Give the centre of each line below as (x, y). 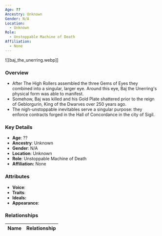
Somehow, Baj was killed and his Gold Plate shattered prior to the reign (83, 99)
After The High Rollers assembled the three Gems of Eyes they (75, 83)
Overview (17, 72)
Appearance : (26, 203)
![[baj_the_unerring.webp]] (32, 60)
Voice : (19, 187)
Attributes (17, 177)
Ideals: (19, 198)
